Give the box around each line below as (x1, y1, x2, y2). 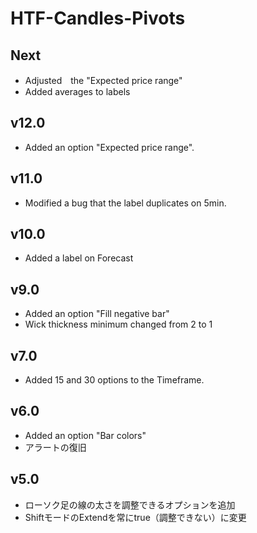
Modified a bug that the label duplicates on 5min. (24, 197, 227, 209)
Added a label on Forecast (24, 252, 134, 264)
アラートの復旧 (24, 441, 87, 453)
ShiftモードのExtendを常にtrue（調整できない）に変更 (24, 511, 247, 523)
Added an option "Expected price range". (24, 141, 195, 153)
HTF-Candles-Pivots (10, 7, 186, 30)
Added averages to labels (24, 86, 131, 97)
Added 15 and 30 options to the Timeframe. (24, 374, 205, 386)
